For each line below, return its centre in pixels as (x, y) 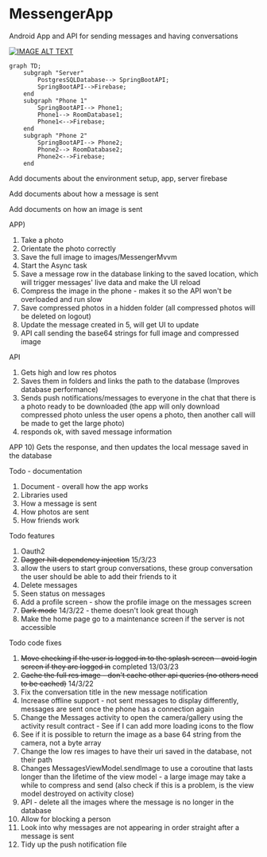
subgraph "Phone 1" (56, 100)
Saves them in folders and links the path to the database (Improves (130, 381)
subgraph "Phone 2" (56, 135)
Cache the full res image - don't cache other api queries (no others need (139, 675)
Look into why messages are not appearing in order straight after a (130, 827)
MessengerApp (61, 14)
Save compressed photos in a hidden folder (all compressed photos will (138, 307)
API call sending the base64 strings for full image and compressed (130, 333)
